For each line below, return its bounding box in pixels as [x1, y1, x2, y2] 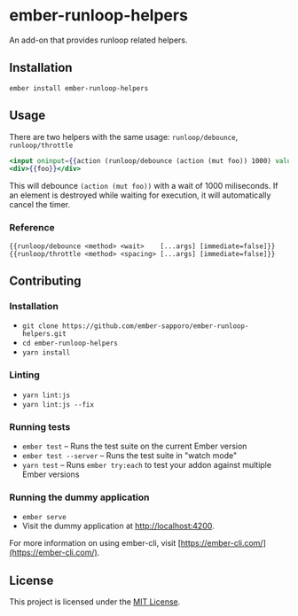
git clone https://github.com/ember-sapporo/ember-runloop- [21, 322, 249, 331]
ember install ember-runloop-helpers [9, 83, 149, 93]
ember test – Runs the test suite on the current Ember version [21, 441, 247, 451]
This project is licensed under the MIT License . [9, 597, 181, 607]
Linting [9, 369, 40, 381]
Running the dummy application [9, 491, 150, 503]
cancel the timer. [9, 199, 71, 210]
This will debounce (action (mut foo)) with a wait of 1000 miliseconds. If [9, 181, 278, 191]
